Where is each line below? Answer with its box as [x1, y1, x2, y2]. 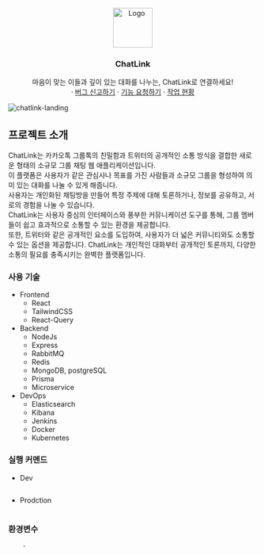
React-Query [31, 316, 74, 325]
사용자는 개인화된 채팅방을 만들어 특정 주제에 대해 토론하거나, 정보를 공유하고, [8, 190, 247, 200]
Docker [31, 425, 55, 434]
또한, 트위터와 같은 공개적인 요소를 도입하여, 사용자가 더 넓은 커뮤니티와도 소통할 [8, 230, 255, 239]
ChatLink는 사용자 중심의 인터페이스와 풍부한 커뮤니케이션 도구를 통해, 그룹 [8, 210, 239, 220]
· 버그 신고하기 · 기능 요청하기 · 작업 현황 [70, 87, 195, 97]
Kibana [31, 408, 55, 418]
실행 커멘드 [8, 454, 48, 465]
